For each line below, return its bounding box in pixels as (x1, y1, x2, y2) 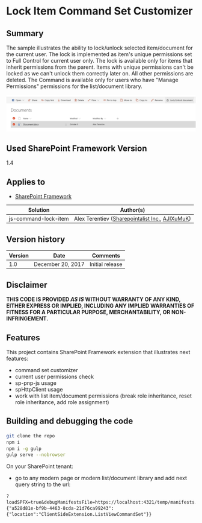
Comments (92, 252, 120, 259)
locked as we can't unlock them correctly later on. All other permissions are (6, 70, 194, 77)
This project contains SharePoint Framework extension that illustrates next (6, 349, 191, 356)
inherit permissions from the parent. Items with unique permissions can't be (6, 63, 194, 71)
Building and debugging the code (6, 416, 133, 426)
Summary (6, 28, 44, 39)
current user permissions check (14, 373, 94, 381)
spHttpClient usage (14, 386, 63, 393)
